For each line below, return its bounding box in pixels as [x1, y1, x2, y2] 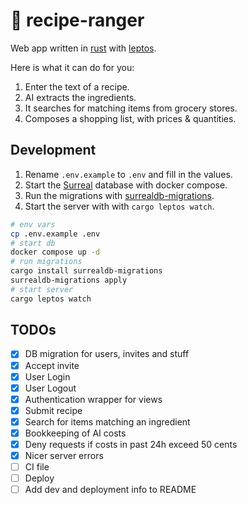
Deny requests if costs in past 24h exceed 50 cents [24, 438, 238, 450]
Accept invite [24, 359, 80, 371]
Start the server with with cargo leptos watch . [24, 200, 215, 212]
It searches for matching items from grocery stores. [24, 102, 238, 114]
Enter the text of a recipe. [24, 80, 130, 93]
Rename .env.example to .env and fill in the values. [24, 168, 233, 180]
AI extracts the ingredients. [24, 91, 137, 103]
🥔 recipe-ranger [10, 9, 145, 32]
